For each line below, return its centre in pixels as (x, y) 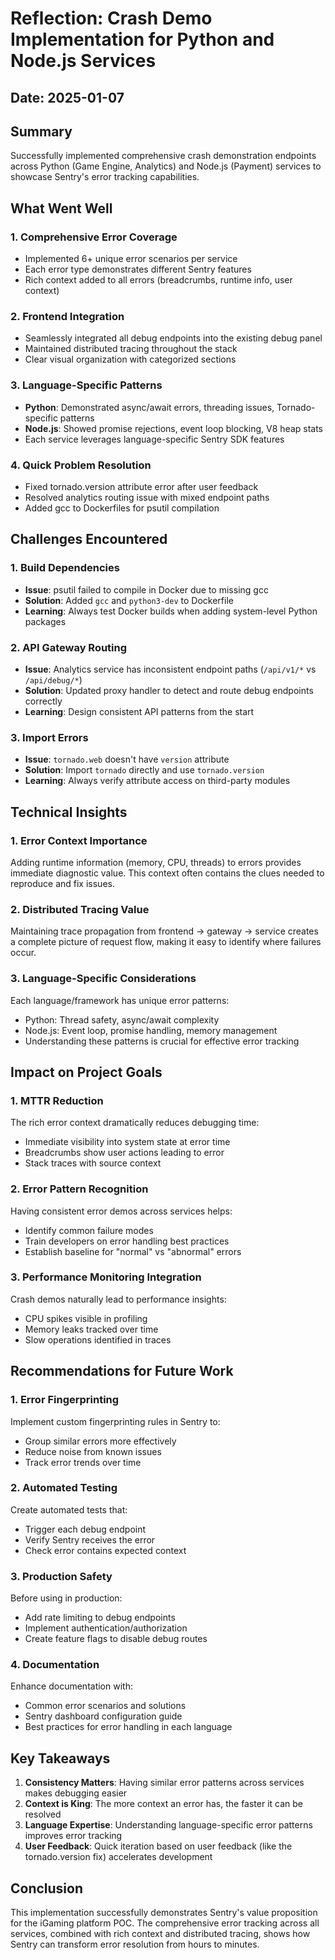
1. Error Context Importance (79, 840)
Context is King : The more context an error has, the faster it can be (164, 1804)
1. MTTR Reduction (57, 1100)
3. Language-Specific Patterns (86, 385)
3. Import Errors (49, 737)
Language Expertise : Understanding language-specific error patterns (168, 1825)
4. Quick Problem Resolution (81, 465)
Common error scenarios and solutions (105, 1706)
